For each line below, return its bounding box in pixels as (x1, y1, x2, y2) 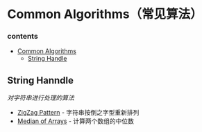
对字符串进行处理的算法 (7, 94, 74, 102)
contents (7, 32, 38, 41)
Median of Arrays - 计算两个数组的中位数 (17, 117, 134, 125)
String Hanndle (7, 74, 74, 86)
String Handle (27, 55, 67, 63)
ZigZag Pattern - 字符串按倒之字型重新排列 (17, 109, 140, 117)
